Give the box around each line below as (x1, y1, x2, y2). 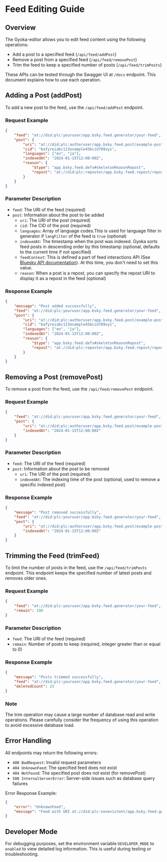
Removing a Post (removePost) (5, 373, 103, 381)
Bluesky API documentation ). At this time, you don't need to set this (19, 259, 158, 265)
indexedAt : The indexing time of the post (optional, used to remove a (19, 476, 160, 482)
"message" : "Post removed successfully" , (14, 510, 101, 515)
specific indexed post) (19, 481, 66, 488)
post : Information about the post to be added (12, 212, 104, 218)
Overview (5, 23, 36, 32)
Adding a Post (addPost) (5, 91, 82, 100)
